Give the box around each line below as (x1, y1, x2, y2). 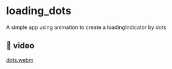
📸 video (6, 41, 34, 51)
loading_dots (6, 4, 72, 18)
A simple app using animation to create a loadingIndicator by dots (6, 24, 167, 31)
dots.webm (6, 56, 34, 63)
